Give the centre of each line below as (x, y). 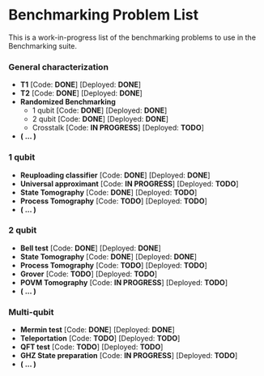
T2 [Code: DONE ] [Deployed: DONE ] (81, 93)
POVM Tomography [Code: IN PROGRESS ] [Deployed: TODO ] (124, 282)
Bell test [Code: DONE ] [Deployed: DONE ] (91, 248)
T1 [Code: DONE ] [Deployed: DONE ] (81, 85)
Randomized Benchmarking (68, 102)
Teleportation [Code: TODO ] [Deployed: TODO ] (100, 339)
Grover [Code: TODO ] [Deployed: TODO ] (89, 274)
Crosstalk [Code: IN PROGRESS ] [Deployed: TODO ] (118, 128)
